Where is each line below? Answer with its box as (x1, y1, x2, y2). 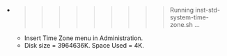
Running (169, 6, 194, 14)
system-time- (169, 13, 209, 21)
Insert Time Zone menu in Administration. (24, 34, 143, 42)
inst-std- (194, 6, 221, 14)
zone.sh (169, 21, 194, 28)
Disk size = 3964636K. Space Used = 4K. (24, 41, 144, 49)
